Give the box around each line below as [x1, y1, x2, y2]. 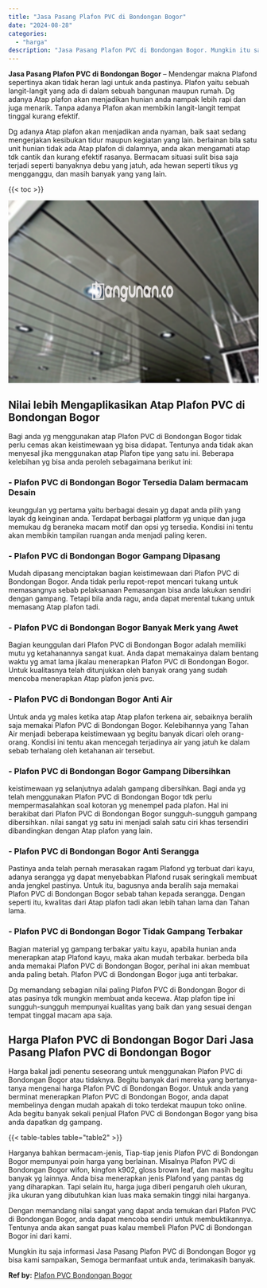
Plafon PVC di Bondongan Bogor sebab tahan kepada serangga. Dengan [8, 889, 246, 899]
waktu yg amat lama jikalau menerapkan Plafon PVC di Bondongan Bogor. [8, 657, 250, 667]
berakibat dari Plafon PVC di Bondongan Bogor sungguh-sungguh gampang [8, 808, 257, 819]
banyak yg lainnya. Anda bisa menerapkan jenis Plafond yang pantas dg [8, 1173, 244, 1183]
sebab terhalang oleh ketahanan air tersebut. [8, 745, 155, 755]
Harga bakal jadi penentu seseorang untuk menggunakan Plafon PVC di [8, 1067, 242, 1076]
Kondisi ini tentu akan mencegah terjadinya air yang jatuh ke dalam [31, 737, 250, 747]
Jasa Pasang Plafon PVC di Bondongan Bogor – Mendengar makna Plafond [8, 69, 257, 79]
